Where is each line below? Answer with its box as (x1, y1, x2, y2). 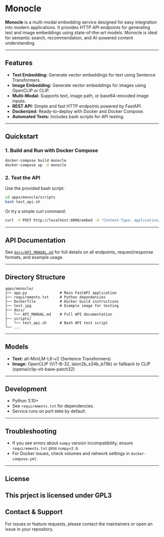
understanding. (5, 40, 36, 46)
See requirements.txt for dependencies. (12, 403, 94, 409)
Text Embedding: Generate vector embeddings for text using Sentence (12, 72, 156, 77)
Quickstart (5, 132, 39, 141)
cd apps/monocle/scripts (5, 195, 56, 200)
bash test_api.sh (5, 200, 41, 205)
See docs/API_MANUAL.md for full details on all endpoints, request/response (5, 249, 154, 255)
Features (5, 59, 33, 67)
